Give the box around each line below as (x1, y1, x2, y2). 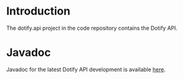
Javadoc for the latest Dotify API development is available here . (6, 66, 166, 73)
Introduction (6, 4, 71, 18)
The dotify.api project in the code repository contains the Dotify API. (6, 24, 178, 32)
